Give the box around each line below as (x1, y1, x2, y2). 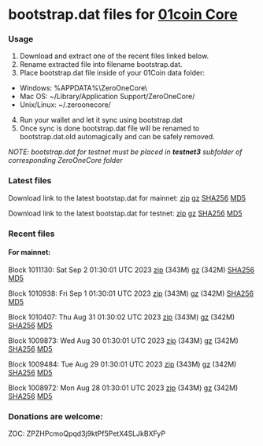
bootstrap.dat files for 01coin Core (8, 6, 238, 24)
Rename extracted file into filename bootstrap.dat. (19, 60, 183, 69)
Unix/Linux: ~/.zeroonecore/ (19, 100, 112, 109)
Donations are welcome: (8, 411, 104, 422)
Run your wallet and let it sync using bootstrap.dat (19, 116, 183, 125)
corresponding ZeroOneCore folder (8, 156, 123, 165)
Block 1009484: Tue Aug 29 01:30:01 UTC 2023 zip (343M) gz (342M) (8, 359, 237, 369)
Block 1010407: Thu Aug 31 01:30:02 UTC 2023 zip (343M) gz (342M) (8, 312, 235, 322)
